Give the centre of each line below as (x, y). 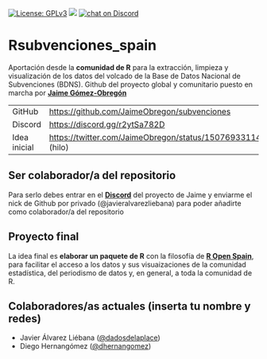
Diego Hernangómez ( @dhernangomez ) (85, 346)
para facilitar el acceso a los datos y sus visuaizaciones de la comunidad (127, 264)
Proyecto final (44, 237)
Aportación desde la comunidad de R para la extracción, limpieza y (118, 67)
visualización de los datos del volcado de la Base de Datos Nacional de (124, 76)
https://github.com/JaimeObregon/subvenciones (140, 111)
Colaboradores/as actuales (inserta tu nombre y (130, 306)
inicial (23, 147)
